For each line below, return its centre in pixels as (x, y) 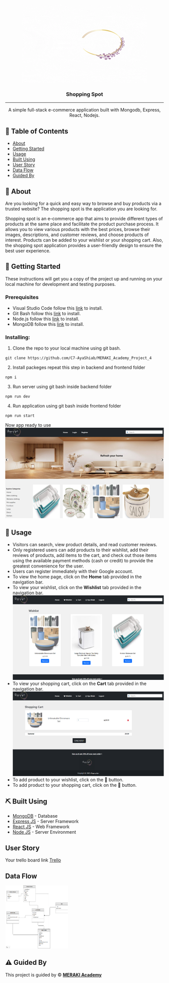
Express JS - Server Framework (46, 822)
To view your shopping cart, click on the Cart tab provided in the (79, 683)
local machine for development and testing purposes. (61, 284)
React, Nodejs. (84, 115)
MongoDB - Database (35, 816)
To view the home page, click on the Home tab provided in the (77, 577)
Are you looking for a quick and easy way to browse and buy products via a (83, 203)
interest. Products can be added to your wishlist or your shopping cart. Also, (84, 240)
